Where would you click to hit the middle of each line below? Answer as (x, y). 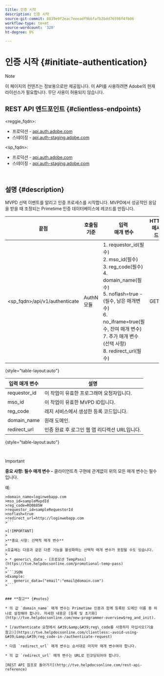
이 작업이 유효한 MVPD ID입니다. (80, 402)
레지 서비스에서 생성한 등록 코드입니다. (86, 411)
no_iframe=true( (122, 321)
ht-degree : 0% (20, 32)
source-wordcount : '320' (30, 28)
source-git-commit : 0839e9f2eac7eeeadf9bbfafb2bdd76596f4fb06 (70, 19)
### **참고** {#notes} (27, 599)
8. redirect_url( (120, 351)
